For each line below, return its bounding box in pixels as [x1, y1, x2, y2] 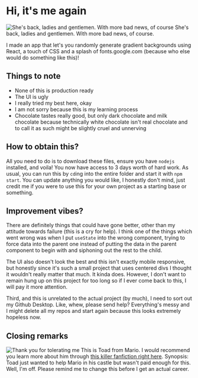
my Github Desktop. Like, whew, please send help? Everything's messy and [6, 301, 190, 308]
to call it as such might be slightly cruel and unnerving [14, 124, 147, 131]
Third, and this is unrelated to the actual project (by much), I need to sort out [6, 295, 192, 302]
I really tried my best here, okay [14, 99, 92, 106]
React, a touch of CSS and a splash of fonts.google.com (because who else [6, 47, 190, 54]
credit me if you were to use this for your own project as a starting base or [6, 182, 187, 190]
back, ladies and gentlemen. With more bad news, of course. [6, 30, 155, 37]
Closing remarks [6, 331, 69, 341]
